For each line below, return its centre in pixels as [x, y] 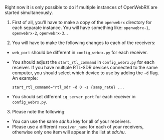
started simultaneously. [29, 13]
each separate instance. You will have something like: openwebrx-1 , [81, 28]
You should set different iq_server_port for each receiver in [74, 97]
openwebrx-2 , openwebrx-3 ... [40, 33]
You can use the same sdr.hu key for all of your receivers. [71, 121]
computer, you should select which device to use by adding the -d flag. [85, 73]
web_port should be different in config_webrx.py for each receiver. [80, 52]
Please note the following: [39, 112]
